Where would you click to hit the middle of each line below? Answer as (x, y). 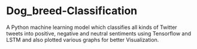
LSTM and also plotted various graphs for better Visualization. (83, 40)
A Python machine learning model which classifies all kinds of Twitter (92, 27)
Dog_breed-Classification (72, 11)
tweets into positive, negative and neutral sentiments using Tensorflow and (99, 33)
